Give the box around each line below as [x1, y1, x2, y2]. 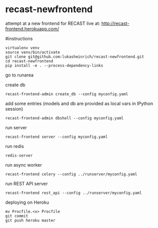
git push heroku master [5, 218, 56, 223]
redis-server [5, 153, 33, 158]
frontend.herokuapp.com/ [5, 25, 59, 31]
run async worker [5, 162, 42, 168]
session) [5, 105, 23, 112]
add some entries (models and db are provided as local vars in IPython [5, 100, 153, 106]
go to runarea [5, 72, 34, 78]
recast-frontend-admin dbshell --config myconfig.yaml [5, 116, 124, 121]
